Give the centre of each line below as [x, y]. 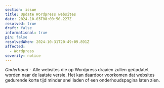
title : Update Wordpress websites [41, 14]
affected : [15, 46]
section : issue [21, 10]
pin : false [16, 38]
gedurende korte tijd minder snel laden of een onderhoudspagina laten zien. [82, 80]
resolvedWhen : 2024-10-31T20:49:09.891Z [47, 42]
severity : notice [23, 56]
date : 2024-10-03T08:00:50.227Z [38, 19]
